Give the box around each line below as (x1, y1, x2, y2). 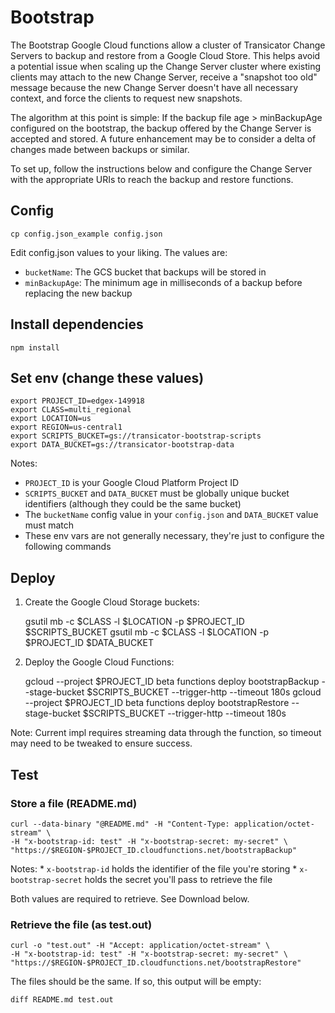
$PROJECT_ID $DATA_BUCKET (24, 637, 155, 649)
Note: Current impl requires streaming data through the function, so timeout (10, 727, 322, 739)
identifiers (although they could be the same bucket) (24, 498, 242, 510)
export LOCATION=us (10, 414, 92, 424)
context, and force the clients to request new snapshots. (10, 92, 243, 104)
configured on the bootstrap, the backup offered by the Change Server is (10, 122, 312, 134)
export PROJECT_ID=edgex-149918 (10, 396, 145, 406)
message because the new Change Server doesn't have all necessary (10, 81, 299, 93)
